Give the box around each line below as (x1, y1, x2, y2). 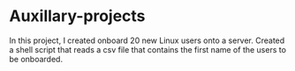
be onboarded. (9, 53, 64, 64)
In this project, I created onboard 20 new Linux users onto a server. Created (9, 35, 285, 46)
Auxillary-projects (9, 6, 146, 26)
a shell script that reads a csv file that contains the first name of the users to (9, 44, 287, 54)
